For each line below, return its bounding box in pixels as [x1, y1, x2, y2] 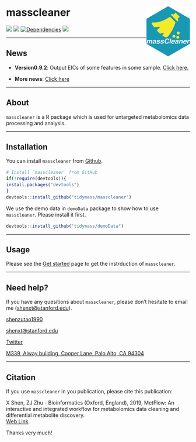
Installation [6, 142, 48, 152]
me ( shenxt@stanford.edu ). [6, 304, 72, 311]
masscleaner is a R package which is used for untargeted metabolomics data [6, 113, 190, 120]
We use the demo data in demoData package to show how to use [6, 205, 159, 212]
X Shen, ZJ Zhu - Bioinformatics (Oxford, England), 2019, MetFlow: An [6, 399, 175, 406]
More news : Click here [14, 75, 70, 82]
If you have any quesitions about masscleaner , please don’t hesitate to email [6, 299, 188, 306]
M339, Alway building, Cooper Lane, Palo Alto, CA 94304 [6, 350, 145, 357]
